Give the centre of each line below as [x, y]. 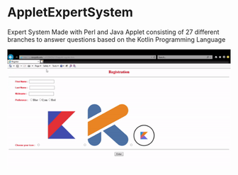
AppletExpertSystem [70, 12]
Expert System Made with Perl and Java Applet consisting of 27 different [113, 32]
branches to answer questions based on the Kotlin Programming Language [117, 39]
